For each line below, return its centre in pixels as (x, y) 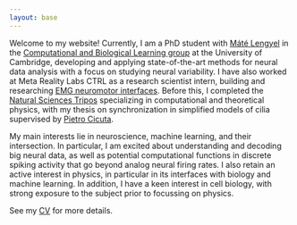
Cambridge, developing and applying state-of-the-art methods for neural (144, 62)
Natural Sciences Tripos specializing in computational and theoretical (137, 100)
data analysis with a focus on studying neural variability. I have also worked (148, 71)
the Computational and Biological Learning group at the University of (136, 52)
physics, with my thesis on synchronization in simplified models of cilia (140, 109)
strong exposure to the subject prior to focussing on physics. (122, 193)
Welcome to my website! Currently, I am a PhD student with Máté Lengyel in (149, 43)
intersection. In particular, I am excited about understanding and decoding (145, 146)
